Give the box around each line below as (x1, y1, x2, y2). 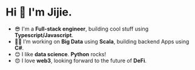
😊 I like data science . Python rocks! (14, 50, 107, 57)
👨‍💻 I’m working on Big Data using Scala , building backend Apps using (14, 38, 190, 45)
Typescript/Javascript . (14, 31, 74, 38)
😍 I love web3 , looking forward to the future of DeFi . (14, 57, 147, 64)
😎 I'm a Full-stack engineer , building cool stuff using (14, 25, 149, 32)
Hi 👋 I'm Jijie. (5, 5, 72, 19)
